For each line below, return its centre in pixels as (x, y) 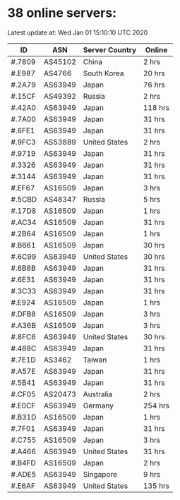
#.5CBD (24, 199)
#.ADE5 (24, 474)
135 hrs (156, 486)
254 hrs (156, 406)
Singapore (100, 474)
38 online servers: (62, 13)
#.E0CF (23, 406)
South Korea (103, 73)
